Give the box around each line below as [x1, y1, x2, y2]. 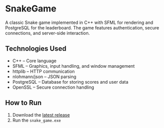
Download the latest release [12, 112, 70, 118]
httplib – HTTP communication [12, 68, 75, 74]
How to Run [5, 99, 42, 107]
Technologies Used [5, 44, 66, 53]
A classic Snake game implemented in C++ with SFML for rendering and [5, 19, 154, 25]
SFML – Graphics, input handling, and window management [12, 63, 135, 69]
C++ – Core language [12, 58, 57, 64]
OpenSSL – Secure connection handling [12, 84, 95, 90]
